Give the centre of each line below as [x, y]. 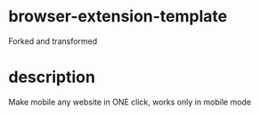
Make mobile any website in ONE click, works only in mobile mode [130, 102]
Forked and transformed [53, 41]
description [52, 77]
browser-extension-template [118, 17]
